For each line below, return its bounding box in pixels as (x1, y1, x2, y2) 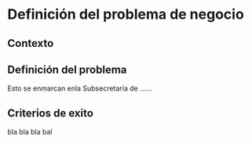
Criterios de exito (7, 106, 93, 120)
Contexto (7, 37, 54, 50)
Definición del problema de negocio (7, 5, 244, 23)
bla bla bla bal (7, 127, 53, 137)
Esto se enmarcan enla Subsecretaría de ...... (7, 84, 152, 93)
